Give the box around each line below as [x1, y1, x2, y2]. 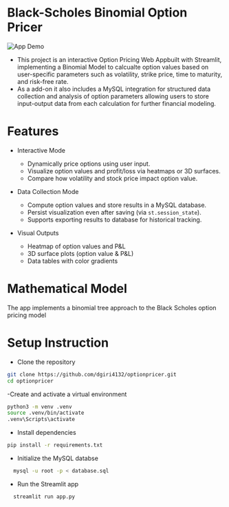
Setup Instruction [7, 335, 109, 350]
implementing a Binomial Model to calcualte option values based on [17, 63, 209, 71]
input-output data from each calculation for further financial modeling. [17, 99, 217, 107]
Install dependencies [17, 429, 77, 437]
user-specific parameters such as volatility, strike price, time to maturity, [17, 70, 223, 78]
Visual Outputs [17, 228, 59, 237]
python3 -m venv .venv [7, 403, 72, 410]
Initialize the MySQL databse [17, 454, 98, 462]
